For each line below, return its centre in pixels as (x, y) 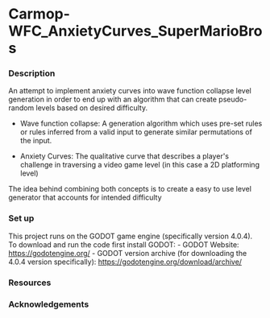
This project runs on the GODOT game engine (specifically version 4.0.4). (131, 236)
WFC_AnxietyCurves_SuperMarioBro (135, 31)
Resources (30, 283)
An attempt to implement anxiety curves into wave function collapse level (130, 91)
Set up (21, 218)
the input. (36, 141)
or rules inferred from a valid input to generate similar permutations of (136, 132)
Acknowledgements (49, 304)
